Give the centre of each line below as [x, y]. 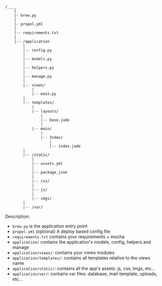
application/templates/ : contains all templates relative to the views [81, 258]
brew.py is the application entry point [50, 226]
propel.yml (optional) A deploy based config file [61, 231]
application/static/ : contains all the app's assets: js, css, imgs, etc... [84, 268]
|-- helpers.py [39, 68]
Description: [18, 216]
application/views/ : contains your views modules [63, 253]
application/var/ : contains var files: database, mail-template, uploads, [85, 274]
